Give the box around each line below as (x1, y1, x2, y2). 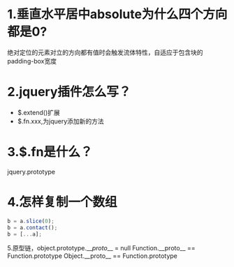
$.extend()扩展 (17, 108, 61, 116)
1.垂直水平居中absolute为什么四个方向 (7, 6, 228, 22)
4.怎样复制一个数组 (7, 194, 117, 210)
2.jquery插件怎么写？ (7, 84, 131, 100)
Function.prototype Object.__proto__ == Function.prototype (7, 252, 178, 260)
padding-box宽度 (7, 56, 57, 65)
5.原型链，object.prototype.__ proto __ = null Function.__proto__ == (7, 244, 196, 252)
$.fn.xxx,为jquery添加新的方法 (17, 116, 105, 125)
